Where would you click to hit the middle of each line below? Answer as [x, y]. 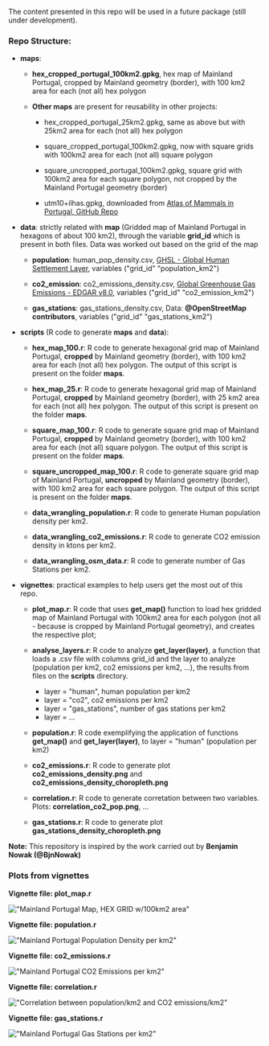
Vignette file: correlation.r [53, 987]
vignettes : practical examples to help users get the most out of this [131, 585]
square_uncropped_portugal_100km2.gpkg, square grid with [143, 170]
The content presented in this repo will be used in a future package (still [127, 12]
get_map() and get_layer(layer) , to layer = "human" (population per [144, 741]
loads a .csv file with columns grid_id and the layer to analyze [134, 659]
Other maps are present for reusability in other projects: [125, 107]
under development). [43, 20]
